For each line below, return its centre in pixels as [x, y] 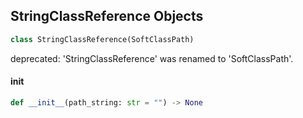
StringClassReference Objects [107, 16]
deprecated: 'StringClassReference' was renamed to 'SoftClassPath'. [152, 58]
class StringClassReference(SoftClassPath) [102, 39]
